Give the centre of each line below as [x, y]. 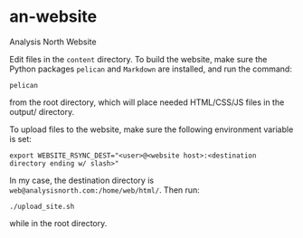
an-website [53, 17]
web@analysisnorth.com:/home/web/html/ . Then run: [105, 190]
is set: [20, 138]
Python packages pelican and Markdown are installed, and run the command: [151, 69]
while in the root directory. [58, 223]
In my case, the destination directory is [82, 180]
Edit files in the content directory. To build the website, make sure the [138, 59]
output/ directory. [42, 111]
